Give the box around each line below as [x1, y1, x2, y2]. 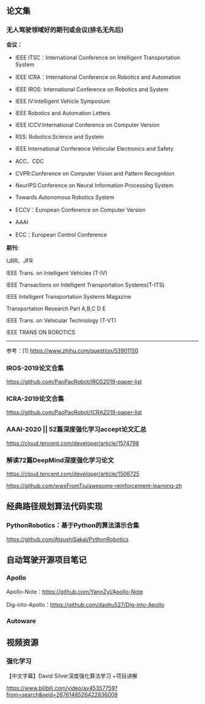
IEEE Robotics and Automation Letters [15, 109, 111, 116]
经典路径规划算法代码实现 [6, 501, 103, 512]
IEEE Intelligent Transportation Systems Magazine [6, 293, 131, 300]
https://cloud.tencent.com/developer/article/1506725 [6, 470, 140, 477]
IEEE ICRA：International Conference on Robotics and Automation [15, 73, 181, 81]
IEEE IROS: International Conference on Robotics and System [15, 85, 169, 93]
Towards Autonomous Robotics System [15, 193, 115, 201]
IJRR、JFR [6, 257, 34, 264]
